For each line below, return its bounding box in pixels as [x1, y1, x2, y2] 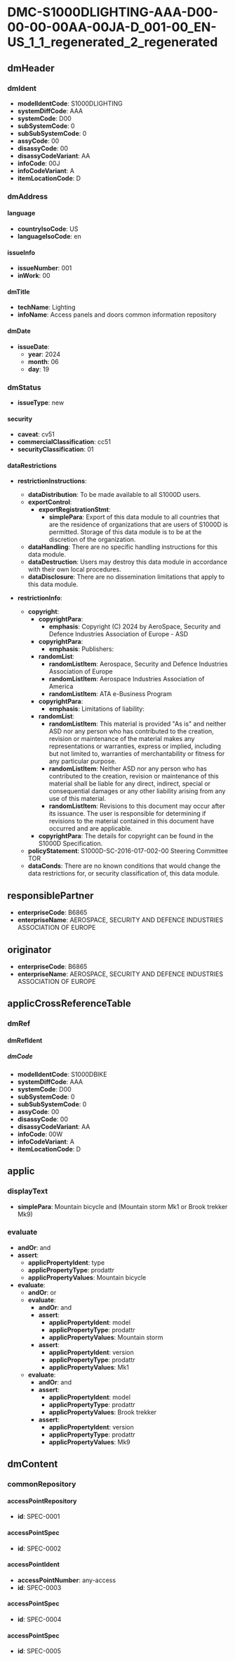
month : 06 [27, 357, 60, 366]
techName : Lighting [17, 303, 76, 312]
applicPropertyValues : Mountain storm [48, 1333, 163, 1341]
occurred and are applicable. [48, 824, 133, 833]
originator [7, 944, 52, 956]
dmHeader [7, 62, 55, 74]
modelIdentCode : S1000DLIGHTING [17, 99, 123, 108]
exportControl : [27, 498, 72, 507]
